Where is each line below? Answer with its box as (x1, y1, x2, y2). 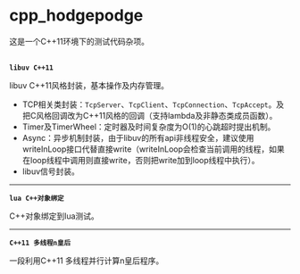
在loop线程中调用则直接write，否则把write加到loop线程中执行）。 (21, 154, 261, 165)
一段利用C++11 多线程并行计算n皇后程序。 (9, 255, 164, 266)
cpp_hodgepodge (9, 5, 144, 26)
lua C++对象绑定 (9, 194, 64, 203)
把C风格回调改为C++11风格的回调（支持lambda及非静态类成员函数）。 (21, 110, 278, 120)
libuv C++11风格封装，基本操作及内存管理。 (9, 79, 170, 90)
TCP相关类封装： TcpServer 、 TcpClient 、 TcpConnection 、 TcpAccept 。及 (21, 99, 284, 110)
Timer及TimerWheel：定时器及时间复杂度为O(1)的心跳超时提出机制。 (21, 121, 276, 132)
